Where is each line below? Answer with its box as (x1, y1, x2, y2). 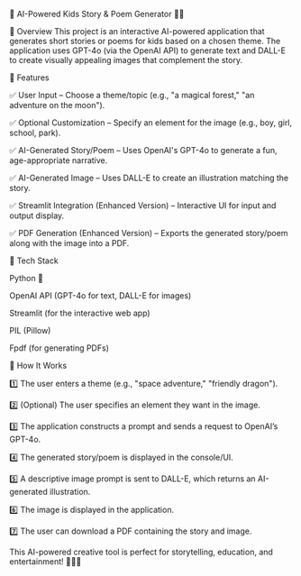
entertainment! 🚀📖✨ (9, 556, 82, 567)
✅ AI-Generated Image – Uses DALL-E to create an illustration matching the (9, 172, 289, 183)
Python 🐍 (9, 273, 43, 283)
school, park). (9, 127, 61, 138)
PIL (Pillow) (9, 325, 51, 335)
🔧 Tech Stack (9, 255, 59, 266)
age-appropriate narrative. (9, 155, 108, 166)
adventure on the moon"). (9, 100, 105, 110)
